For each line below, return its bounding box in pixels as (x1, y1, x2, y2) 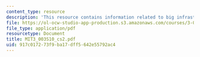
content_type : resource (6, 8, 65, 15)
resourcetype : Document (6, 31, 65, 37)
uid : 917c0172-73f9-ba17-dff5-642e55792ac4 (6, 42, 116, 48)
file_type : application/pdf (6, 25, 76, 31)
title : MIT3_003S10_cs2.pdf (6, 36, 76, 42)
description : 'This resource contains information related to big (6, 14, 174, 20)
